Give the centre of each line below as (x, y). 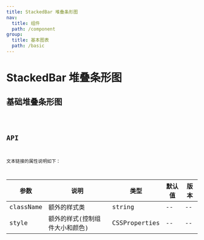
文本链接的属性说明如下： (33, 161)
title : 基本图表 (31, 40)
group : (15, 35)
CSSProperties (136, 223)
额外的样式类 (66, 207)
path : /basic (28, 46)
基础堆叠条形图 (34, 102)
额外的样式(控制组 (75, 219)
